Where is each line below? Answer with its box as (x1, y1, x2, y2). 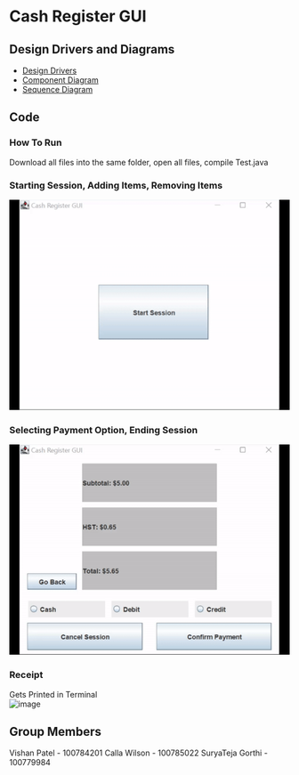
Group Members (9, 723, 102, 739)
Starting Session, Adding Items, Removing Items (9, 179, 223, 191)
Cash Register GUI (9, 6, 147, 27)
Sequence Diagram (21, 85, 93, 94)
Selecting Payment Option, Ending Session (9, 424, 198, 436)
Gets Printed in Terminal (9, 689, 98, 699)
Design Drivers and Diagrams (9, 42, 175, 57)
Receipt (9, 669, 44, 682)
